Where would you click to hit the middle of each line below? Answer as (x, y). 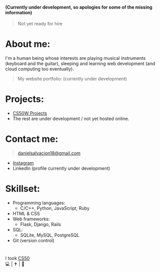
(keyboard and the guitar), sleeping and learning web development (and (80, 64)
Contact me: (32, 139)
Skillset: (23, 189)
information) (19, 12)
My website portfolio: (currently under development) (72, 79)
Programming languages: (39, 203)
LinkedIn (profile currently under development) (61, 168)
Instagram (23, 163)
